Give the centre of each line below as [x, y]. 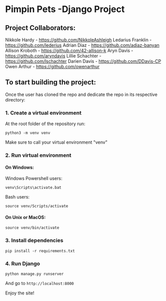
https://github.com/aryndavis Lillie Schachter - [53, 56]
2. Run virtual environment [38, 155]
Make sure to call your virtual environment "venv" [56, 142]
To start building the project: [51, 82]
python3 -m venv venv [28, 133]
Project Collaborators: [40, 28]
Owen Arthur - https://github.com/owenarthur [52, 67]
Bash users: [18, 197]
